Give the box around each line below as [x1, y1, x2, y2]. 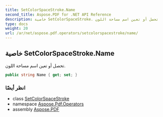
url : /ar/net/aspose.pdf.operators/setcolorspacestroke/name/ [5, 31, 138, 36]
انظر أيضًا [5, 84, 26, 91]
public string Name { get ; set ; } [5, 72, 78, 77]
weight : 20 [5, 26, 28, 31]
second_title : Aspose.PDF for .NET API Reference [5, 12, 112, 17]
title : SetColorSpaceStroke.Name [5, 7, 75, 13]
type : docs [5, 21, 28, 27]
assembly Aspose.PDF [12, 106, 59, 112]
